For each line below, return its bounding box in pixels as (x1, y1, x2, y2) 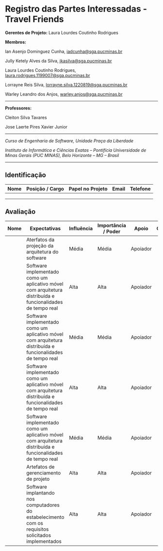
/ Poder (103, 228, 121, 235)
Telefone (130, 185, 151, 192)
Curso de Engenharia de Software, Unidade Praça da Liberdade (5, 138, 134, 143)
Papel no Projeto (68, 185, 108, 192)
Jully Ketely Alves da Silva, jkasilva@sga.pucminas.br (5, 58, 112, 63)
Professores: (5, 105, 32, 111)
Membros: (5, 39, 27, 45)
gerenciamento (26, 469, 61, 476)
